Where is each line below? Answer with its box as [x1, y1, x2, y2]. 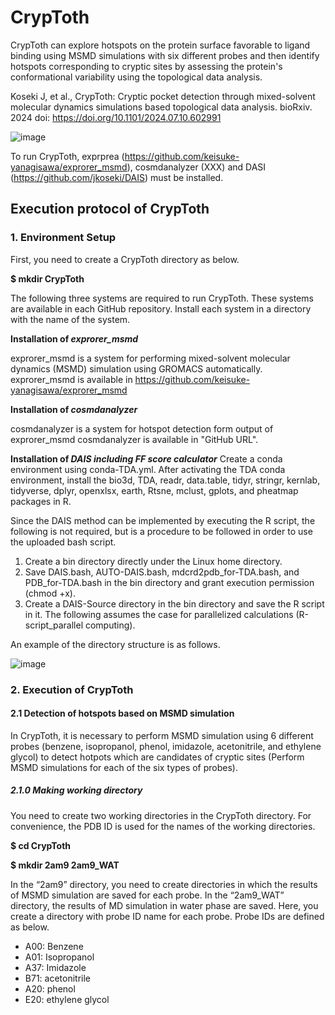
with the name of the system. [10, 313, 131, 325]
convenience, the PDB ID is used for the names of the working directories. [10, 820, 316, 832]
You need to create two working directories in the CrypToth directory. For [10, 809, 312, 821]
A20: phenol [24, 982, 76, 995]
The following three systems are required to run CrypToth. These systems [10, 292, 314, 304]
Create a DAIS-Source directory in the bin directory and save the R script [24, 597, 325, 610]
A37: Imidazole [24, 961, 87, 973]
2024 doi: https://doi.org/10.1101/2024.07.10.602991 [10, 111, 222, 123]
